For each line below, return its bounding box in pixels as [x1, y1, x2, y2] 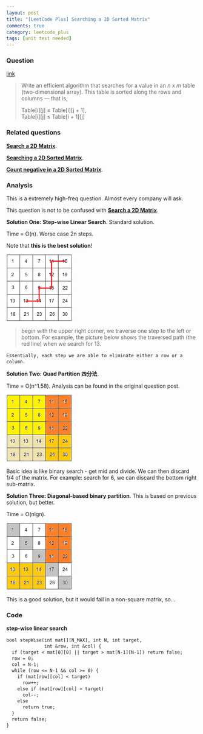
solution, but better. [6, 499, 55, 506]
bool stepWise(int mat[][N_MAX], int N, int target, [6, 637, 142, 643]
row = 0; [12, 655, 34, 662]
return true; [22, 704, 56, 710]
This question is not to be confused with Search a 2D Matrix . [6, 207, 159, 214]
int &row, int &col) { [44, 643, 102, 649]
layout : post [6, 10, 39, 16]
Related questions [6, 128, 61, 137]
